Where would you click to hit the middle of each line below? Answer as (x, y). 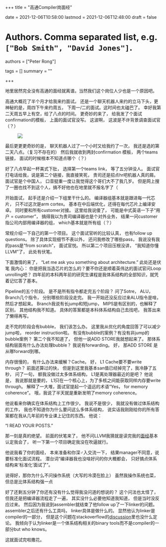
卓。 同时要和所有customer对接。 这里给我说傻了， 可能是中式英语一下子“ (81, 210)
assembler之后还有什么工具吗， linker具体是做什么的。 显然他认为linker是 (80, 510)
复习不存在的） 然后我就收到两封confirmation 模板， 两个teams (93, 152)
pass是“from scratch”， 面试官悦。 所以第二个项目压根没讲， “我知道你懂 (84, 245)
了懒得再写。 (18, 316)
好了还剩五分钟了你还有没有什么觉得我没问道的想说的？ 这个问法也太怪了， (82, 492)
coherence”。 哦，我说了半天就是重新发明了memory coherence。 (72, 393)
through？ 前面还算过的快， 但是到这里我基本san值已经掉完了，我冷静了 (79, 368)
